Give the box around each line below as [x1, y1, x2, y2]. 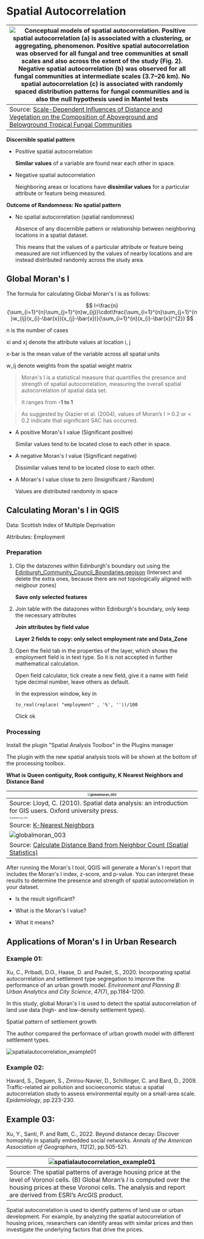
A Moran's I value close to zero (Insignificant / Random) [15, 476, 155, 483]
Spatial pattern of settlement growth [6, 1018, 97, 1025]
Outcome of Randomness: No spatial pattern [6, 201, 121, 208]
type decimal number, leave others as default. [15, 678, 130, 686]
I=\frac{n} [93, 301, 118, 309]
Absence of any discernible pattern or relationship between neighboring [15, 225, 196, 232]
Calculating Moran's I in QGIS [6, 505, 120, 516]
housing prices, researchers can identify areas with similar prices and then [6, 1219, 193, 1226]
